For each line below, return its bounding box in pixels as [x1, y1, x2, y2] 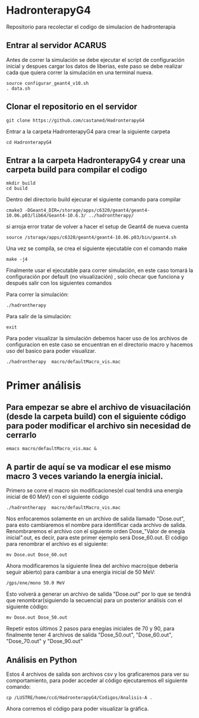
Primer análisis [6, 378, 81, 392]
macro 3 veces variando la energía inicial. [6, 471, 163, 481]
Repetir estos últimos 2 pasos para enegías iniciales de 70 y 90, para [6, 625, 175, 632]
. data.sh [6, 86, 31, 91]
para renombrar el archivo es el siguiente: [6, 540, 108, 548]
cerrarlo [6, 430, 37, 440]
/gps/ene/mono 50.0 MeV [6, 580, 65, 586]
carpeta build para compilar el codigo [6, 165, 147, 175]
